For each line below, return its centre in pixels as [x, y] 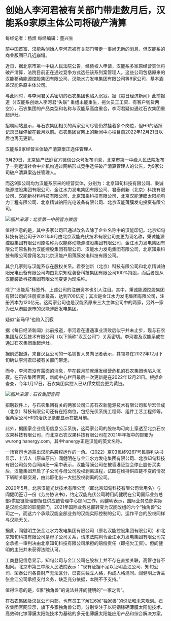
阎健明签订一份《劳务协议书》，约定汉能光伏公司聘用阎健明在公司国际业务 [82, 494]
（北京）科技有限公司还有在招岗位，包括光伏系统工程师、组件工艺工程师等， [85, 411]
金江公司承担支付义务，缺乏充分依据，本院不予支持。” [65, 579]
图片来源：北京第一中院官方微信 [44, 219]
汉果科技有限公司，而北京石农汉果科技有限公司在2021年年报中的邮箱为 [79, 434]
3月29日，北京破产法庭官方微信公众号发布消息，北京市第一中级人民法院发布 [85, 160]
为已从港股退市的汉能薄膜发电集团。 [43, 308]
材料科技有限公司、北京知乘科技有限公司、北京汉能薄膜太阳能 [96, 196]
